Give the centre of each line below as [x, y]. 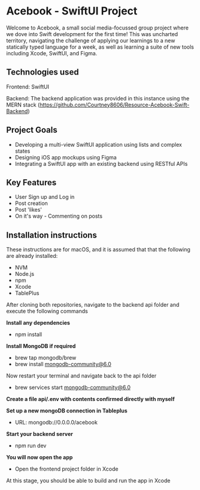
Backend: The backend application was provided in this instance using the [98, 98]
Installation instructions [51, 235]
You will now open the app [40, 458]
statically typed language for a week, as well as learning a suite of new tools [100, 47]
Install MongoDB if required [41, 346]
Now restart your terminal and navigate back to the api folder [81, 376]
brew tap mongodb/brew [46, 358]
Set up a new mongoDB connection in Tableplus [67, 411]
